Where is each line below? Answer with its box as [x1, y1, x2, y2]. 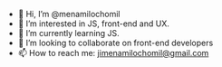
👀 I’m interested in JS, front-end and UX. [17, 18, 169, 29]
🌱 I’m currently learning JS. [17, 28, 120, 38]
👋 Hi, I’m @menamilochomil [17, 9, 121, 19]
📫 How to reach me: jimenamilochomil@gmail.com [17, 48, 209, 58]
